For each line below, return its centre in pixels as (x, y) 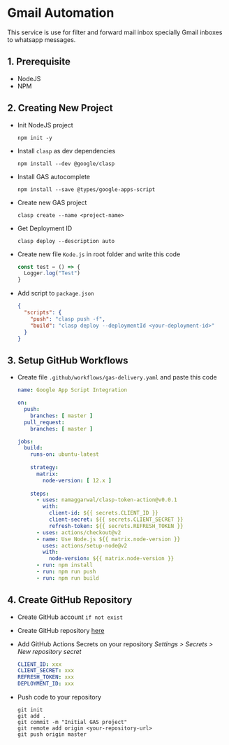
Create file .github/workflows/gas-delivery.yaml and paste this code (117, 377)
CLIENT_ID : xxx (39, 664)
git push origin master (52, 734)
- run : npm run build (67, 578)
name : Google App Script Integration (72, 390)
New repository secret (49, 651)
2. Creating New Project (60, 108)
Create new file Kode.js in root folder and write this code (99, 254)
